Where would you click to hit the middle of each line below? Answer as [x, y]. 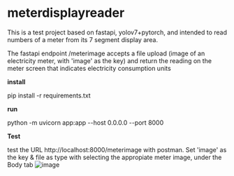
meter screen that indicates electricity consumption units [89, 68]
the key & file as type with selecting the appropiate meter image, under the [115, 157]
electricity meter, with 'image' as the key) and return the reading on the [109, 60]
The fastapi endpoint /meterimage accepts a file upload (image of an [106, 53]
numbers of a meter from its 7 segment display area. [83, 39]
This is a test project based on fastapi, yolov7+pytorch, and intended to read [117, 32]
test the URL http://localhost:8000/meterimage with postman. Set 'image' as [117, 149]
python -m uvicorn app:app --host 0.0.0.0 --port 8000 [86, 122]
